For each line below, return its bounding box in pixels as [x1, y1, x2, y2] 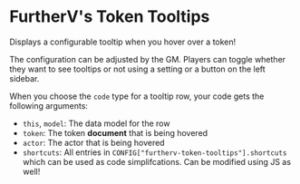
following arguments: [9, 100, 89, 111]
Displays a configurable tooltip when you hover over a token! [9, 36, 237, 47]
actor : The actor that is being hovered [22, 137, 165, 148]
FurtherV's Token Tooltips [9, 6, 210, 27]
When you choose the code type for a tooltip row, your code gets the [9, 91, 265, 102]
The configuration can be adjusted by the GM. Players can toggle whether [9, 53, 286, 64]
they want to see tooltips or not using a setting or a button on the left [9, 63, 266, 74]
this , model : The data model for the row [22, 118, 170, 129]
